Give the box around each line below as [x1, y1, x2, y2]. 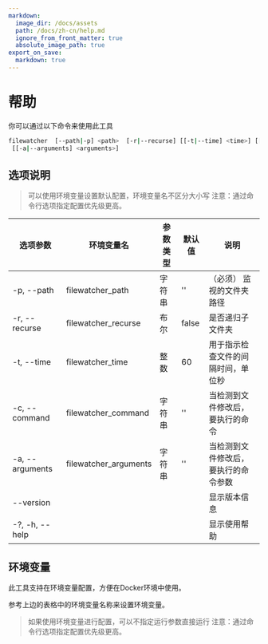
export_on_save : [8, 49, 62, 57]
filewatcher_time [66, 357, 128, 368]
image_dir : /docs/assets [15, 19, 98, 27]
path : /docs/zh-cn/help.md [15, 26, 105, 34]
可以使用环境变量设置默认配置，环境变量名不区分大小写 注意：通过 [27, 191, 247, 200]
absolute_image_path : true [15, 41, 105, 49]
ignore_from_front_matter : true [15, 34, 124, 42]
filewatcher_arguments [66, 458, 152, 469]
